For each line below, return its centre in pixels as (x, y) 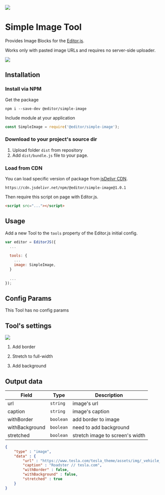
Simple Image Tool (43, 27)
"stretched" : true (43, 479)
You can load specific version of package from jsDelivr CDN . (66, 179)
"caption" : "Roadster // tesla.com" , (62, 465)
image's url (85, 403)
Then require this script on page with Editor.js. (52, 197)
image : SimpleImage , (35, 265)
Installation (23, 75)
